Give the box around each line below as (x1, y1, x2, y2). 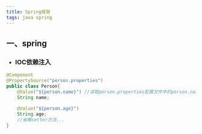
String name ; (17, 94, 50, 100)
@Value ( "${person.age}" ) (17, 106, 79, 112)
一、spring (6, 38, 47, 48)
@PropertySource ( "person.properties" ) (6, 78, 103, 84)
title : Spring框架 (6, 8, 50, 15)
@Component (6, 72, 34, 78)
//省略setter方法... (17, 117, 65, 123)
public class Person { (6, 83, 61, 89)
